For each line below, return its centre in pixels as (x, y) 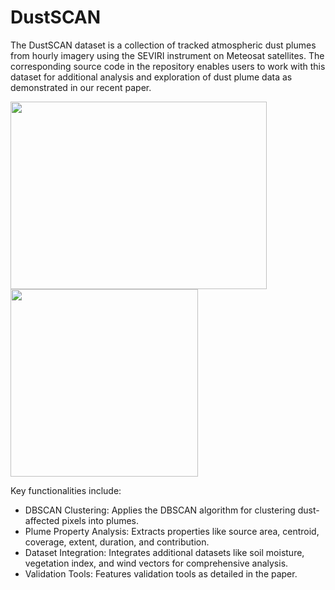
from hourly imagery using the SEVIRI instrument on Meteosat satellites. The (167, 55)
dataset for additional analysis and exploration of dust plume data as (151, 77)
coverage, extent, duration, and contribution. (117, 542)
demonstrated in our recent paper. (81, 87)
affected (42, 520)
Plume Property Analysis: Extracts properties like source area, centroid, (172, 531)
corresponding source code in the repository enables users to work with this (168, 66)
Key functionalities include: (66, 490)
